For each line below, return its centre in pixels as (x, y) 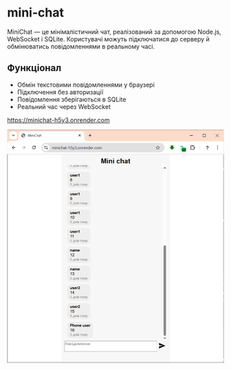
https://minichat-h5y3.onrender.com (58, 120)
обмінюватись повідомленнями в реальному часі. (81, 46)
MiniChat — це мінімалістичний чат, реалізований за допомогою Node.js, (114, 32)
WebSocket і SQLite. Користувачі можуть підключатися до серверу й (108, 39)
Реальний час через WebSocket (64, 106)
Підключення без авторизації (60, 92)
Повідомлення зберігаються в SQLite (71, 99)
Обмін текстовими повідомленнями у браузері (86, 85)
